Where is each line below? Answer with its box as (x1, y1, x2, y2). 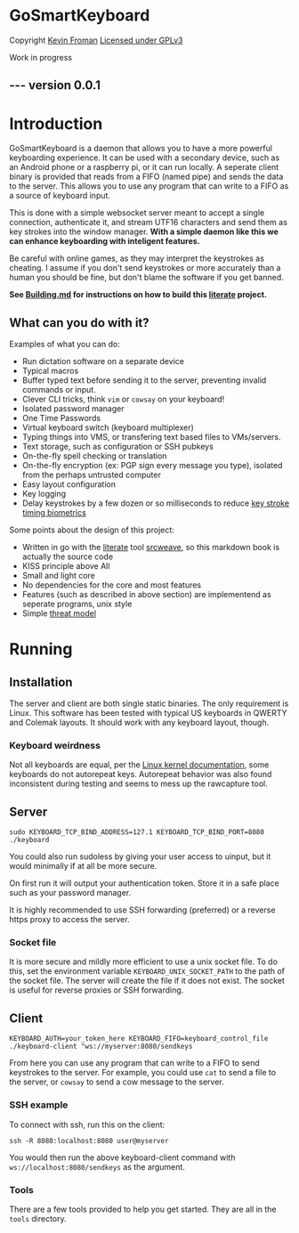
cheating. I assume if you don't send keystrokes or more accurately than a (9, 263, 281, 273)
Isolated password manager (21, 403, 125, 414)
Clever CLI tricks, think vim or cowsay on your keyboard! (21, 393, 225, 405)
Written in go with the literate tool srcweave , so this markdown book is (21, 542, 280, 553)
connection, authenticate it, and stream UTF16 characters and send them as (9, 217, 287, 228)
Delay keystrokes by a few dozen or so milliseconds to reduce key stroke (21, 498, 290, 508)
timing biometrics (21, 507, 86, 518)
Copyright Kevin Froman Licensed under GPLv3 (9, 35, 183, 45)
